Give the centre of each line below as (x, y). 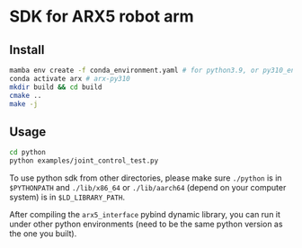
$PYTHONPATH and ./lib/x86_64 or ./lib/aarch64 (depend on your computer (148, 187)
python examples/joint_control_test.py (84, 161)
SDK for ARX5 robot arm (102, 17)
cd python (28, 153)
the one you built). (43, 233)
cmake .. (26, 95)
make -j (24, 104)
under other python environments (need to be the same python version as (146, 224)
